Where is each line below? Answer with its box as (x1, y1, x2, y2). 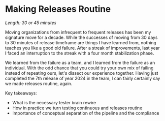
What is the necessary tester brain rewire (12, 99, 96, 105)
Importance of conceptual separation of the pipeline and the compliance (12, 110, 160, 116)
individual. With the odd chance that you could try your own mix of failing (5, 65, 154, 71)
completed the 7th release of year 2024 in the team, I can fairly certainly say (5, 75, 161, 81)
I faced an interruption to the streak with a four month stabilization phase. (5, 50, 154, 56)
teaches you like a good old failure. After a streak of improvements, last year (5, 45, 160, 51)
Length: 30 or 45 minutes (5, 20, 57, 26)
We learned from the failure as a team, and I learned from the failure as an (5, 60, 155, 65)
